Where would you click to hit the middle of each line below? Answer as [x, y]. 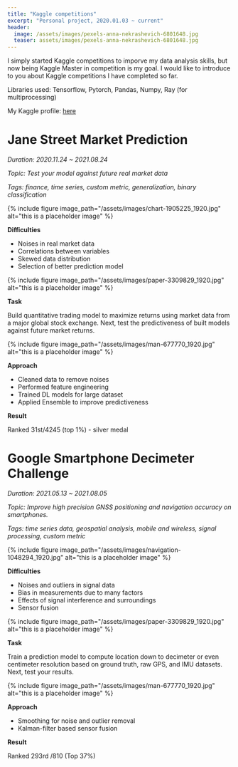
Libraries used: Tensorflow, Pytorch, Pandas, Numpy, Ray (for [97, 90]
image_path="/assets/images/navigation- [120, 550]
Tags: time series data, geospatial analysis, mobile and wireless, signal [112, 528]
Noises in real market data [56, 244]
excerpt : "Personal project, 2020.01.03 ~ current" [85, 21]
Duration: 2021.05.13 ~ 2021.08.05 [58, 493]
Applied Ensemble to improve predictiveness [83, 402]
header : [19, 27]
